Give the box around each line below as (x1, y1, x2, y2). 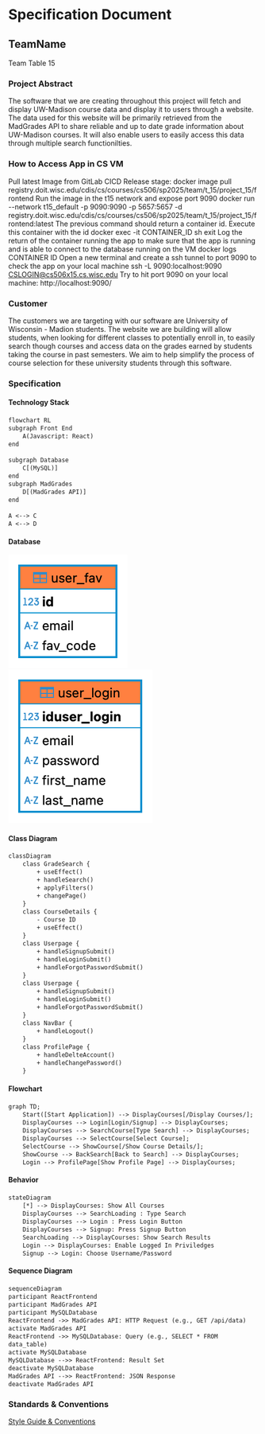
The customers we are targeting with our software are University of (8, 316, 229, 325)
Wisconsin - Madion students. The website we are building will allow (8, 324, 232, 333)
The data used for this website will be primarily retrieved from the (8, 113, 222, 123)
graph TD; (8, 1102, 41, 1111)
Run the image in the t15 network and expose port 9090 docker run (35, 193, 255, 203)
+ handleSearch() (36, 876, 94, 884)
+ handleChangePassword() (36, 1059, 123, 1067)
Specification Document (8, 6, 172, 24)
